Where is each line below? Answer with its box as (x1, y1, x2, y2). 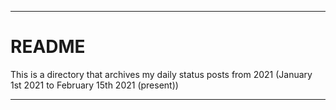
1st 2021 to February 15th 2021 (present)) (10, 79, 179, 91)
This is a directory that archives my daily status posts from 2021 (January (10, 68, 313, 80)
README (10, 36, 86, 58)
